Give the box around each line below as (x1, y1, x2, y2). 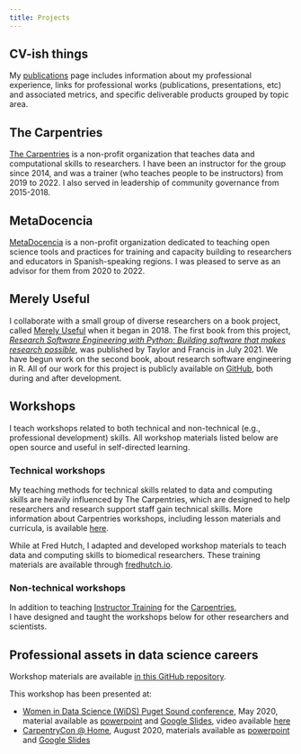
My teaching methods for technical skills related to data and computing (9, 484, 273, 495)
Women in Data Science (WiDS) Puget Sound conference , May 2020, (22, 706, 279, 717)
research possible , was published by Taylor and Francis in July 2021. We (9, 343, 279, 355)
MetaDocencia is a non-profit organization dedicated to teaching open (9, 237, 270, 248)
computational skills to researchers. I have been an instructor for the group (9, 158, 286, 169)
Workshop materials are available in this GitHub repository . (9, 671, 226, 682)
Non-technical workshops (9, 581, 126, 594)
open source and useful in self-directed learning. (9, 441, 190, 452)
